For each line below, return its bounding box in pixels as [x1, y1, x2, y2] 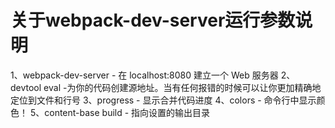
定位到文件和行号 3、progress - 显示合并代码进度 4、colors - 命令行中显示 [10, 94, 317, 106]
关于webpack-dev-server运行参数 [10, 9, 296, 32]
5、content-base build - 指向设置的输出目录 [29, 106, 211, 118]
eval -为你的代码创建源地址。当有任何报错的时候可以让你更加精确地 [43, 81, 322, 93]
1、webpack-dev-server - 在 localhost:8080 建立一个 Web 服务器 [10, 69, 279, 81]
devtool [10, 81, 42, 93]
